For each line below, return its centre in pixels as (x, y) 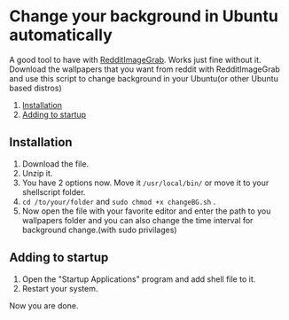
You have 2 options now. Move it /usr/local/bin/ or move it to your (145, 183)
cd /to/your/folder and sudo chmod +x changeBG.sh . (119, 201)
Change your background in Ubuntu (144, 16)
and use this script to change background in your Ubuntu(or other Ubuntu (144, 78)
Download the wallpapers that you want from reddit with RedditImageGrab (145, 69)
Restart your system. (60, 288)
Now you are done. (44, 305)
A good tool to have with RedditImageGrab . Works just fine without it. (135, 59)
